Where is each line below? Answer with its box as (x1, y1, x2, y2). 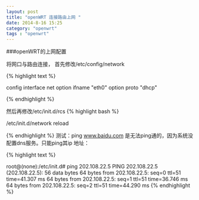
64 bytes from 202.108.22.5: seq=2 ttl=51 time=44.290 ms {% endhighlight (6, 182, 191, 189)
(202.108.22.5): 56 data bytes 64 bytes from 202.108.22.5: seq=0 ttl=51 (6, 169, 181, 176)
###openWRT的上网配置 (6, 48, 67, 55)
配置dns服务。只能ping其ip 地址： (6, 139, 89, 146)
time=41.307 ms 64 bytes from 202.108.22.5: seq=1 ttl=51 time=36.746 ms (6, 176, 188, 183)
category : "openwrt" (6, 25, 58, 32)
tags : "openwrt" (6, 31, 49, 37)
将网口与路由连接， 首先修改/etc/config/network (6, 61, 125, 68)
